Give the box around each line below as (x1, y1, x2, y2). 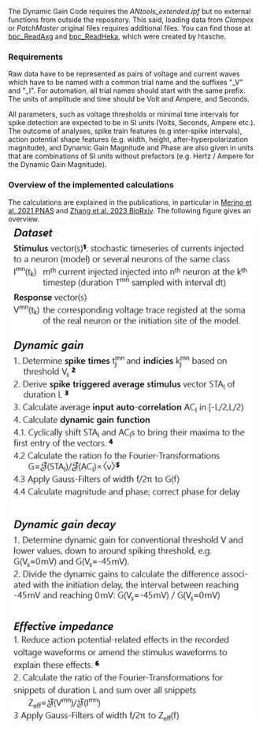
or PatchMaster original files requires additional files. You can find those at (8, 24, 250, 32)
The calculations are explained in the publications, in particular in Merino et (8, 197, 252, 207)
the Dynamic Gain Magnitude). (8, 160, 107, 169)
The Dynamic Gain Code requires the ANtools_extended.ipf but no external (8, 7, 251, 16)
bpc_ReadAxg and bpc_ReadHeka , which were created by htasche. (8, 31, 227, 41)
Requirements (8, 51, 64, 62)
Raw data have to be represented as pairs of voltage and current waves (8, 69, 240, 79)
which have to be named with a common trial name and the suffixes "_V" (8, 78, 243, 87)
